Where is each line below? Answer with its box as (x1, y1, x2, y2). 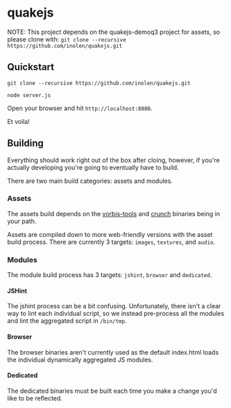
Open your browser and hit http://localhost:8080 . (7, 104, 153, 112)
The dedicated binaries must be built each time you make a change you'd (7, 387, 217, 395)
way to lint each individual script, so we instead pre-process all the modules (7, 310, 225, 318)
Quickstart (7, 61, 55, 73)
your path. (7, 217, 37, 225)
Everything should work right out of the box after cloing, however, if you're (7, 156, 220, 164)
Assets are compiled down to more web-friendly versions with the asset (7, 230, 213, 238)
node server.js (7, 91, 51, 98)
